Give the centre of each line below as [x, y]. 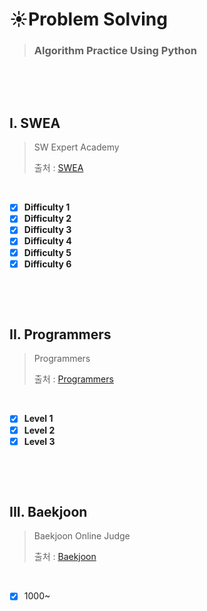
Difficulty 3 [47, 230]
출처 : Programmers [73, 379]
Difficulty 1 [47, 207]
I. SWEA [35, 123]
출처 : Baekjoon [65, 557]
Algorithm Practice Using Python [115, 51]
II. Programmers [60, 334]
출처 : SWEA [58, 168]
